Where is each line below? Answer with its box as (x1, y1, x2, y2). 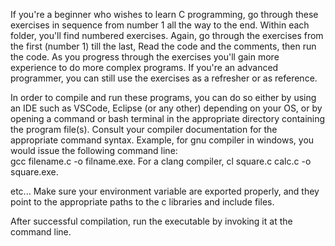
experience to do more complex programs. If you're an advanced (10, 62, 279, 73)
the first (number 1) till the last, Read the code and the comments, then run (10, 40, 317, 52)
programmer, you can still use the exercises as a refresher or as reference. (10, 72, 318, 84)
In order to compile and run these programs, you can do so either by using (10, 92, 317, 103)
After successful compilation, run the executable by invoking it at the (10, 215, 293, 227)
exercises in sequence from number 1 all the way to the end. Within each (10, 19, 310, 31)
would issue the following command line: (10, 145, 178, 156)
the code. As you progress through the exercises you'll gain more (10, 51, 280, 63)
